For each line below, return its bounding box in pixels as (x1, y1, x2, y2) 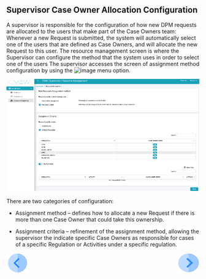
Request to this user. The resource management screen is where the (6, 47, 180, 54)
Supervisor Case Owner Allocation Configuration (6, 5, 198, 15)
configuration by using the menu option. (6, 67, 131, 74)
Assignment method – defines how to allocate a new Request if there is (15, 209, 195, 217)
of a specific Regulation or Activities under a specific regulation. (15, 241, 178, 248)
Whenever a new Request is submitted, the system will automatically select (6, 34, 196, 42)
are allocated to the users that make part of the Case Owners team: (6, 28, 177, 35)
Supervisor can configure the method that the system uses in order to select (6, 53, 199, 61)
